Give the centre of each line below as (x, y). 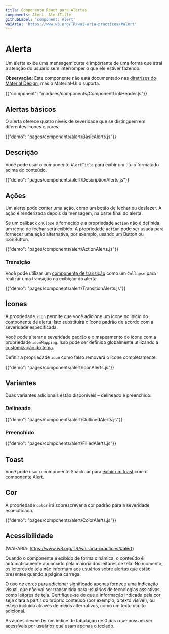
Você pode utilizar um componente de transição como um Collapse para (81, 273)
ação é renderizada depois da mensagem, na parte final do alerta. (74, 213)
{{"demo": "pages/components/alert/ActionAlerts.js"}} (62, 249)
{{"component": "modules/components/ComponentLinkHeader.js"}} (76, 94)
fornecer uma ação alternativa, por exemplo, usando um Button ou (75, 234)
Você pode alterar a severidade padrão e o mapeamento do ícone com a (81, 337)
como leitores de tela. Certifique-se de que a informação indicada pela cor (83, 595)
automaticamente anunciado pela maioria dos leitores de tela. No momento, (84, 563)
